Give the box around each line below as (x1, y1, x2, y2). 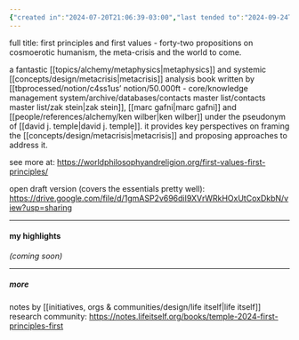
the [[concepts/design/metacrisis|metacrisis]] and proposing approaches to (9, 130, 287, 140)
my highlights (9, 231, 61, 241)
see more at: (9, 156, 55, 167)
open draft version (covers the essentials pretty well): (9, 183, 206, 194)
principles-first (9, 320, 64, 331)
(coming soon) (9, 250, 63, 261)
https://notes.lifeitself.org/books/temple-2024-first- (88, 311, 279, 321)
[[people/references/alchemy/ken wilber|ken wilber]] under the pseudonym (9, 111, 287, 122)
